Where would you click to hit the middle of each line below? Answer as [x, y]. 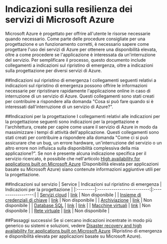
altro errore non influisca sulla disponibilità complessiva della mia [72, 148]
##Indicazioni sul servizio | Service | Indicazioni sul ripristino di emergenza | [83, 184]
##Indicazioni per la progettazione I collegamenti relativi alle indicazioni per [83, 116]
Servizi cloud [53, 195]
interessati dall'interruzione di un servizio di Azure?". [59, 107]
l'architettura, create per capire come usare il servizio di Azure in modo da [82, 127]
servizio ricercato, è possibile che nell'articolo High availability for [73, 158]
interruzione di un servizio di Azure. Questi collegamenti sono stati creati [80, 96]
